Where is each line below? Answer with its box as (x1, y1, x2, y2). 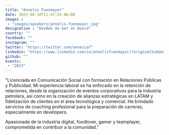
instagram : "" (5, 40, 35, 45)
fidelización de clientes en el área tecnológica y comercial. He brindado (5, 98, 154, 104)
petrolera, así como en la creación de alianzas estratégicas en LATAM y (5, 93, 153, 99)
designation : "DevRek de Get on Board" (5, 26, 92, 31)
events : (5, 59, 22, 64)
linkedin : (5, 49, 26, 54)
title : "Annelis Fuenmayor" (5, 7, 64, 13)
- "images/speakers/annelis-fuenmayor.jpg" (7, 21, 100, 27)
